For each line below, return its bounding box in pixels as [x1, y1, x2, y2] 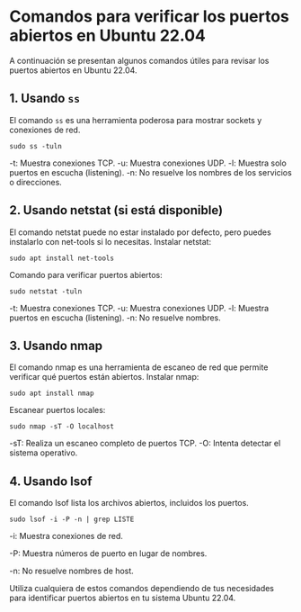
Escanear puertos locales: [9, 405, 106, 416]
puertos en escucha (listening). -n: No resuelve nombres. [9, 312, 222, 323]
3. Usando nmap [9, 337, 103, 353]
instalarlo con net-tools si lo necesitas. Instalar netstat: [9, 236, 212, 247]
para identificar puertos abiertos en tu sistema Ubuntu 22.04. [9, 592, 236, 604]
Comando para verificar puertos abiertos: [9, 269, 164, 280]
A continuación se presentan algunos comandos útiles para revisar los [9, 55, 270, 66]
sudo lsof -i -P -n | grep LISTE [9, 515, 135, 524]
